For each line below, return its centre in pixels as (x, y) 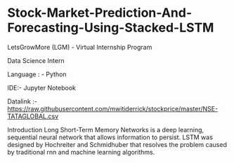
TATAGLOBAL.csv (33, 116)
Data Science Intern (36, 60)
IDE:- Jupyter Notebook (41, 87)
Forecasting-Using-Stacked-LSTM (111, 28)
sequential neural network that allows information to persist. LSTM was (110, 137)
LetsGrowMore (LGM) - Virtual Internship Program (80, 47)
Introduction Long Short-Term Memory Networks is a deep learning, (106, 129)
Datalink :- (22, 101)
